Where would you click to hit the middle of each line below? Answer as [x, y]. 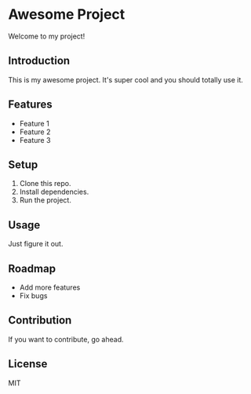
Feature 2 [35, 132]
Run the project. [45, 200]
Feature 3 [35, 140]
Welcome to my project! [47, 36]
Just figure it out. [36, 244]
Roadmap [32, 268]
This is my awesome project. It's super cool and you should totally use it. [125, 79]
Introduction [39, 61]
